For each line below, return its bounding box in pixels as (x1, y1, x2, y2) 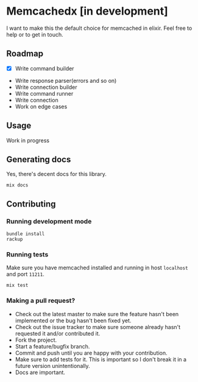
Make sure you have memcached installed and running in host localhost (6, 264, 188, 272)
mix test (6, 282, 29, 289)
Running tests (6, 250, 49, 259)
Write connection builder (15, 83, 77, 91)
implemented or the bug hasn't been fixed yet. (15, 317, 132, 324)
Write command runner (15, 90, 74, 97)
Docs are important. (15, 369, 66, 376)
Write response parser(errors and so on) (15, 77, 117, 84)
